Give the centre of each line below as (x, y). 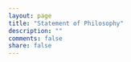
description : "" (35, 31)
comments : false (35, 38)
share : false (30, 46)
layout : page (30, 16)
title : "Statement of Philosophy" (66, 23)
